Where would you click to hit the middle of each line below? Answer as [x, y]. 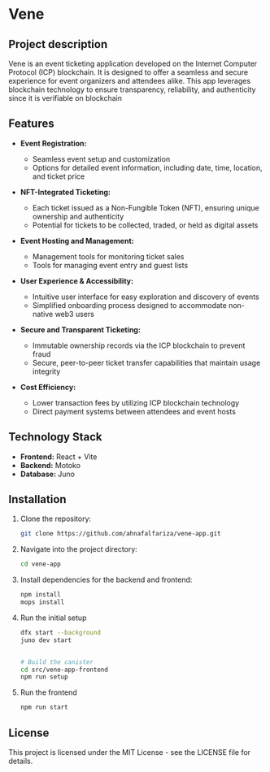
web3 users [75, 314]
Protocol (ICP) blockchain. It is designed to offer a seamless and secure [128, 72]
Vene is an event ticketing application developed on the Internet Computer [133, 63]
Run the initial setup [53, 618]
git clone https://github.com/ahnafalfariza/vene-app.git [120, 534]
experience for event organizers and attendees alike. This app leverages [129, 81]
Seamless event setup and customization [101, 158]
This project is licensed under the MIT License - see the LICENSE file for [129, 752]
